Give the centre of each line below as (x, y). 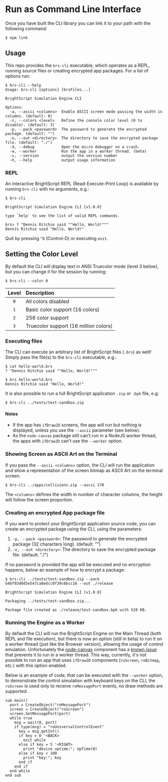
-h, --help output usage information (62, 160)
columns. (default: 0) (29, 116)
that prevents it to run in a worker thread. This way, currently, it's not (76, 655)
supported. (17, 691)
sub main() (17, 700)
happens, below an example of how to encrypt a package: (65, 570)
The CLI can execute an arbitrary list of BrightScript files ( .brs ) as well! (78, 352)
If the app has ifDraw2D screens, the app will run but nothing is (77, 425)
